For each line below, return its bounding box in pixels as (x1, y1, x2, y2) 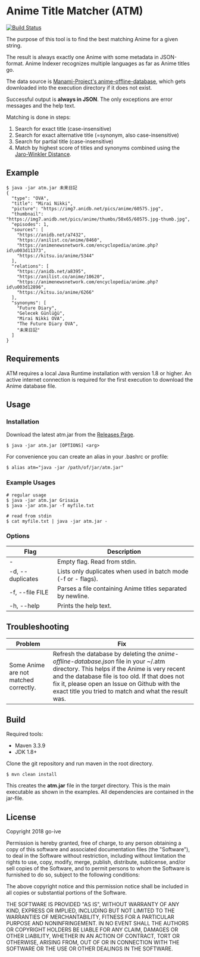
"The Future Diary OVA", (17, 321, 79, 327)
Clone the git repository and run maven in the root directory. (6, 760, 154, 767)
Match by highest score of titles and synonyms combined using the (14, 144, 180, 151)
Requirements (6, 354, 60, 364)
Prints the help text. (57, 602, 112, 610)
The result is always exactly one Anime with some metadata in (6, 53, 159, 60)
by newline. (57, 591, 89, 600)
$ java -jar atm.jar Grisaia (6, 497, 79, 503)
